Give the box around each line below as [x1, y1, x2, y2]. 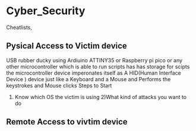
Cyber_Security [6, 4, 86, 18]
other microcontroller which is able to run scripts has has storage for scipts [6, 63, 190, 70]
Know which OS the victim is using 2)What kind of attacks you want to [14, 93, 187, 100]
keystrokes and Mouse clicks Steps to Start [6, 82, 112, 89]
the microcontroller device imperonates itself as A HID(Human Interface [6, 69, 181, 76]
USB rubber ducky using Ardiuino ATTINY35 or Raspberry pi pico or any [6, 56, 183, 63]
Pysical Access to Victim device [6, 41, 128, 51]
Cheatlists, [6, 24, 33, 31]
